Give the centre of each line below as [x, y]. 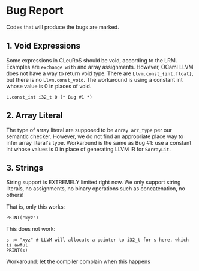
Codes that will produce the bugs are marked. [63, 27]
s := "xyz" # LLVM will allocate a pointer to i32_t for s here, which [97, 240]
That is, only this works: [36, 207]
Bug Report [35, 11]
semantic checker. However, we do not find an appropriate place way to [95, 136]
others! [15, 195]
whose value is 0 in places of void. [49, 86]
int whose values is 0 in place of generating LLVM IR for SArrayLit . [88, 149]
